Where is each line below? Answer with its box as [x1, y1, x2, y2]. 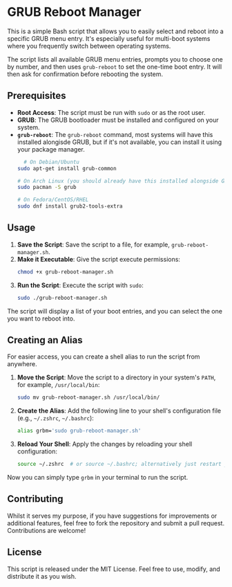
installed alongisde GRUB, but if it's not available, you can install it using [17, 138, 222, 146]
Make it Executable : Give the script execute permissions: [17, 255, 181, 263]
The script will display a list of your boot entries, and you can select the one [7, 307, 223, 315]
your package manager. [17, 145, 85, 153]
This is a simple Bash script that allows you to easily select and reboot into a [7, 27, 224, 35]
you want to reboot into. [7, 314, 75, 323]
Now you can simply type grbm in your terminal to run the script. [7, 473, 188, 481]
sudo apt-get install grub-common [17, 165, 117, 172]
